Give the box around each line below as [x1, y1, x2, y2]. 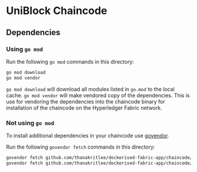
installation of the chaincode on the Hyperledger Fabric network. [6, 104, 162, 111]
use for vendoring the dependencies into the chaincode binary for [6, 98, 165, 105]
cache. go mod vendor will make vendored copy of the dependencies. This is [6, 92, 190, 99]
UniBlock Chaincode [6, 4, 107, 18]
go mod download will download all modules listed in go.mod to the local [6, 85, 175, 92]
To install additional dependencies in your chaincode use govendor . [6, 132, 169, 139]
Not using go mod [6, 119, 55, 127]
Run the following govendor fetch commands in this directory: [6, 143, 155, 150]
